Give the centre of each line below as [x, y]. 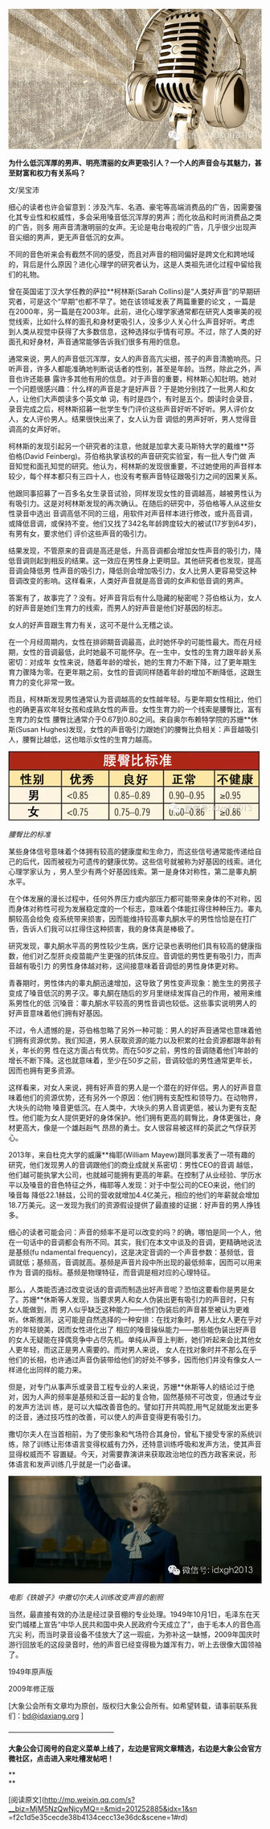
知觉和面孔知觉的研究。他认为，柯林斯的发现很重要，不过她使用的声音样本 [138, 466]
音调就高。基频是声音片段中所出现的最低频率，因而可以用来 [163, 1262]
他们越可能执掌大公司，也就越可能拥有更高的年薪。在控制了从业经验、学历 [131, 1175]
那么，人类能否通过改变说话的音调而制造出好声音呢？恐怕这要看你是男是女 [131, 1290]
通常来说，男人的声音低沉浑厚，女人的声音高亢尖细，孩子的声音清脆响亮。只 [135, 359]
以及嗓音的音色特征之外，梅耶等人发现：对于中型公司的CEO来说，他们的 [135, 1185]
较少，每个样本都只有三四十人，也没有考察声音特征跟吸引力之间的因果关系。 [135, 477]
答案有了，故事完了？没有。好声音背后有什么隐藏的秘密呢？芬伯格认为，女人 [135, 598]
